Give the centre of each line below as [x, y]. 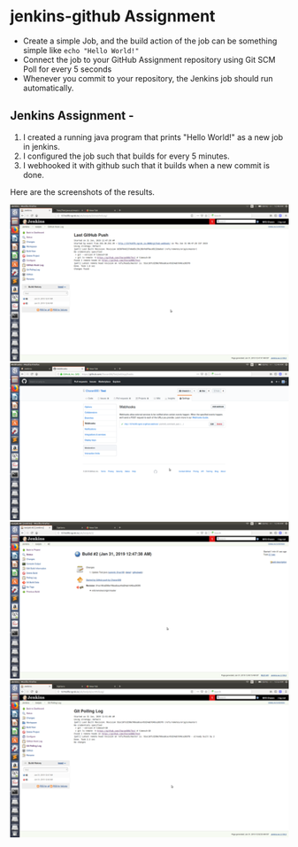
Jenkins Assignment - [72, 116]
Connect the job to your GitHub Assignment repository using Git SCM [149, 59]
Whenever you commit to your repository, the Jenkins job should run [148, 78]
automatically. [48, 88]
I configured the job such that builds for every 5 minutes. [126, 156]
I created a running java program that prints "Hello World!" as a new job [153, 137]
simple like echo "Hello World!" [81, 50]
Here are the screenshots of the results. [83, 191]
